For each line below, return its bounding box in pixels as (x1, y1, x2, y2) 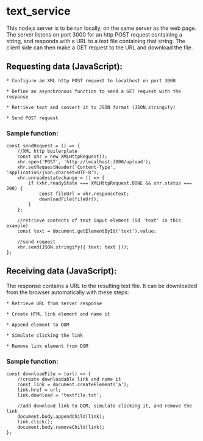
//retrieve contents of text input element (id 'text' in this (17, 217, 182, 224)
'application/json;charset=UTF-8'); (6, 169, 99, 176)
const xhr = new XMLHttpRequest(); (17, 153, 108, 160)
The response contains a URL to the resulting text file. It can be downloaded (6, 282, 198, 289)
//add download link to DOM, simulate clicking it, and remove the (17, 403, 192, 409)
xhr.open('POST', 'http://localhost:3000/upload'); (17, 159, 151, 165)
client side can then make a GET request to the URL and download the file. (6, 44, 193, 51)
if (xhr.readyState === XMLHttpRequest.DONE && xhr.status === (28, 180, 192, 186)
